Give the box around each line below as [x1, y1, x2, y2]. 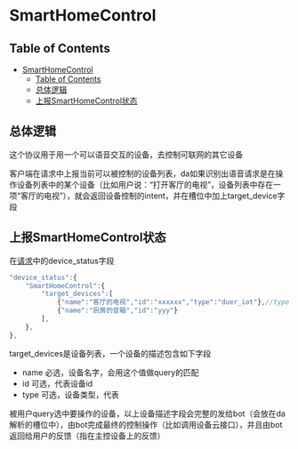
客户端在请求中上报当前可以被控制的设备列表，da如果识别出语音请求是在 [9, 168, 276, 179]
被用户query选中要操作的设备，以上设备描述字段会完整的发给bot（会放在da [9, 408, 286, 419]
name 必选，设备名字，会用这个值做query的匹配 [21, 366, 199, 378]
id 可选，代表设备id [21, 378, 93, 389]
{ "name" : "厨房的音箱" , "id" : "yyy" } [56, 306, 178, 316]
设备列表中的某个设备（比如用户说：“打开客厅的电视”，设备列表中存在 [16, 179, 274, 189]
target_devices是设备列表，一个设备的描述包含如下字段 [9, 348, 212, 358]
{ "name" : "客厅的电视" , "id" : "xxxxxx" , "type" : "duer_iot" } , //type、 [56, 298, 296, 307]
